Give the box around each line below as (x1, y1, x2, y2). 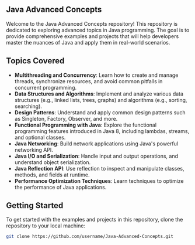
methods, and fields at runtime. (14, 171, 90, 178)
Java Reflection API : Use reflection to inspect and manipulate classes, (14, 165, 185, 172)
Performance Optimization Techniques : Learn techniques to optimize (14, 177, 184, 184)
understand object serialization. (14, 158, 91, 166)
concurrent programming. (14, 84, 77, 91)
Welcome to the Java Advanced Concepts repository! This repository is (6, 20, 178, 27)
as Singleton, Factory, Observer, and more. (14, 115, 118, 122)
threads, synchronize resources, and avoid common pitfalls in (14, 77, 163, 84)
